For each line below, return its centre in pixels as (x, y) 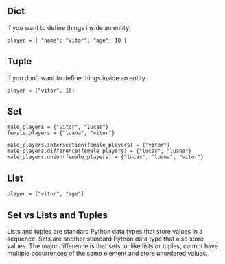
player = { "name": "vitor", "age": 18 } (67, 40)
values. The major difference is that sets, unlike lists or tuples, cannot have (113, 246)
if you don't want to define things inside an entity (76, 77)
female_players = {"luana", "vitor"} (61, 133)
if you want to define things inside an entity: (69, 27)
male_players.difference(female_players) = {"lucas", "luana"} (99, 151)
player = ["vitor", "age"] (46, 194)
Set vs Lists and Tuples (58, 215)
